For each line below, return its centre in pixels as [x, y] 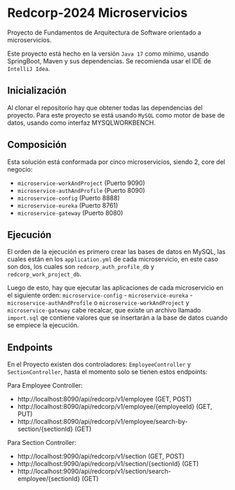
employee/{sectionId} [49, 479]
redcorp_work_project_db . [45, 274]
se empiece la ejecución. [43, 325]
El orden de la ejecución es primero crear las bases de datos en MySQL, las [116, 252]
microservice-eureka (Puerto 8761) [68, 205]
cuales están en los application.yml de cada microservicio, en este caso [113, 259]
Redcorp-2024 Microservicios [98, 13]
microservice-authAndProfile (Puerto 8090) [81, 190]
